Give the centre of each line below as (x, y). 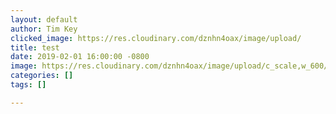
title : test (35, 47)
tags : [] (28, 85)
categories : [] (42, 76)
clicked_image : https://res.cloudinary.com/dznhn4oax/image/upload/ (156, 38)
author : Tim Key (44, 29)
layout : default (44, 19)
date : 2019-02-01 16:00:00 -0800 (80, 57)
